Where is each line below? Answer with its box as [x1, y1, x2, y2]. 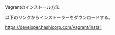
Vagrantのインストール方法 [5, 4, 60, 10]
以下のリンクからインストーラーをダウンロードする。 [5, 15, 113, 20]
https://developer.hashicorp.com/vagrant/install [5, 24, 102, 30]
